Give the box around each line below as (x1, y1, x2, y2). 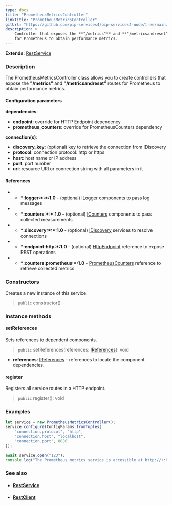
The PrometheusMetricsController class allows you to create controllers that (5, 75, 166, 81)
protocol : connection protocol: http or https (12, 149, 105, 156)
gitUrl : (5, 22, 22, 27)
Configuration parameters (5, 97, 62, 103)
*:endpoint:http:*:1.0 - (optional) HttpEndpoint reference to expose (20, 243, 165, 249)
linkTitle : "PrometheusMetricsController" (5, 17, 97, 22)
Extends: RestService (5, 50, 52, 56)
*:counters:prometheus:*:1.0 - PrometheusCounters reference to (20, 260, 161, 266)
